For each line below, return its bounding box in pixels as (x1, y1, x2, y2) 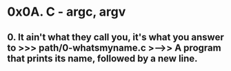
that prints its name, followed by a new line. (7, 53, 198, 64)
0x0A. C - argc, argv (7, 4, 126, 20)
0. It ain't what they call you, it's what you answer (7, 31, 224, 43)
